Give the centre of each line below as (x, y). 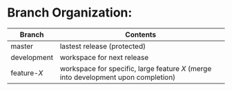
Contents (141, 34)
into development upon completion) (118, 77)
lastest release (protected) (103, 46)
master (22, 46)
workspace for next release (104, 57)
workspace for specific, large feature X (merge (136, 68)
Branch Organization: (70, 13)
